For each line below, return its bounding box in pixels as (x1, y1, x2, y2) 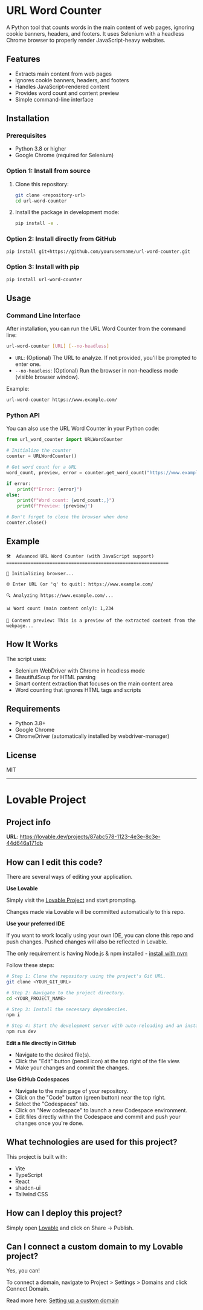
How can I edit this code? (6, 857, 103, 867)
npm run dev (6, 1029, 36, 1035)
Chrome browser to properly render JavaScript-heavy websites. (6, 36, 166, 44)
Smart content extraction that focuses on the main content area (14, 680, 173, 687)
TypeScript (14, 1171, 43, 1178)
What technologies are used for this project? (6, 1137, 178, 1147)
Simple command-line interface (14, 96, 94, 103)
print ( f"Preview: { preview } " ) (17, 503, 94, 509)
